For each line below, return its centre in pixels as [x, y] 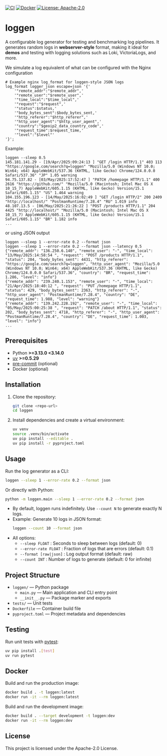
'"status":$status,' [35, 108]
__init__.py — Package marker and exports [65, 598]
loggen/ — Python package [40, 587]
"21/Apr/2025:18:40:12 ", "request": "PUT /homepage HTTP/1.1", [73, 286]
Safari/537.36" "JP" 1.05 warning [41, 175]
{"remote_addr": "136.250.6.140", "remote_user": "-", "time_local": [79, 251]
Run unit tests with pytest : [32, 642]
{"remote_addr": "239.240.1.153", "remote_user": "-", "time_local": [79, 281]
